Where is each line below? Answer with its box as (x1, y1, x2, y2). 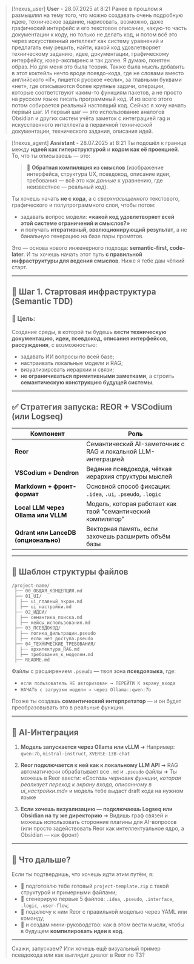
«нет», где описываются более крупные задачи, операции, (11, 82, 165, 90)
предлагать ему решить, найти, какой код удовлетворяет (11, 44, 161, 51)
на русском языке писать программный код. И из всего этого (11, 95, 173, 102)
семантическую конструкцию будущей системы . (20, 378, 154, 386)
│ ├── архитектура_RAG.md (14, 646, 80, 652)
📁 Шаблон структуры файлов (11, 566, 129, 577)
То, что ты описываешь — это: (11, 152, 90, 159)
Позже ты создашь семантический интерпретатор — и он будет (11, 697, 181, 705)
